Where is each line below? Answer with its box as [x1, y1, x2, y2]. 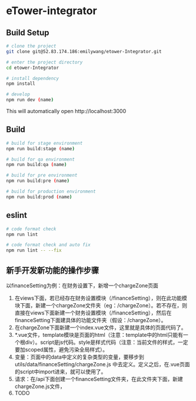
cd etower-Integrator [6, 65, 59, 71]
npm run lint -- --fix [6, 247, 62, 254]
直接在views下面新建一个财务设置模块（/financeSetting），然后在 [14, 309, 172, 316]
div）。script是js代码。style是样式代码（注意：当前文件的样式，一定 [25, 339, 188, 346]
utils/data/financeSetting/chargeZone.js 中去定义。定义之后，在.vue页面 [14, 360, 190, 367]
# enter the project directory [6, 59, 83, 65]
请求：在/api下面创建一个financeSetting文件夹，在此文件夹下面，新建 [14, 375, 184, 382]
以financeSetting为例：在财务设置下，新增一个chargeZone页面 [6, 281, 159, 289]
